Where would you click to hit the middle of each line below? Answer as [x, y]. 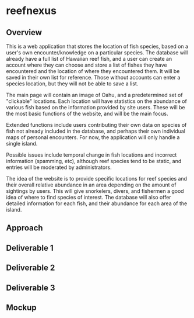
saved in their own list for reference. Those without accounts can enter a [93, 77]
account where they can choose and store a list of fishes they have [87, 65]
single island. [22, 144]
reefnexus [31, 11]
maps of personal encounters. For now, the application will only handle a [93, 137]
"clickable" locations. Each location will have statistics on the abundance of [97, 101]
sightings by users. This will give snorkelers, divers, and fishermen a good [95, 191]
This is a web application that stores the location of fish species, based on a [97, 46]
